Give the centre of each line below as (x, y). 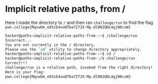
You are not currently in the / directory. (50, 45)
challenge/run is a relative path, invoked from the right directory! (79, 68)
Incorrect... (18, 40)
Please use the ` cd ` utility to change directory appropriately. (73, 49)
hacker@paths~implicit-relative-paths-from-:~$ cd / (60, 54)
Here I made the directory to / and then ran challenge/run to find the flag (79, 22)
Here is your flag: (25, 72)
